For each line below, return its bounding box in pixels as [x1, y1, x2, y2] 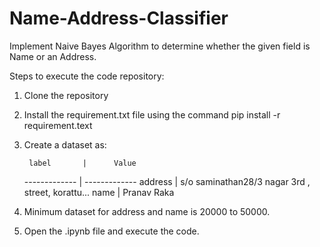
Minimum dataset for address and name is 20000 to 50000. [23, 205, 271, 217]
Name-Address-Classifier [9, 7, 229, 30]
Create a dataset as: [23, 138, 107, 151]
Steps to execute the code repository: [9, 70, 165, 82]
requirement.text [23, 119, 93, 131]
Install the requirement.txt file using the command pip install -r [23, 108, 281, 121]
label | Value [28, 158, 137, 168]
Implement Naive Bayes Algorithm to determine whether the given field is [9, 40, 311, 52]
